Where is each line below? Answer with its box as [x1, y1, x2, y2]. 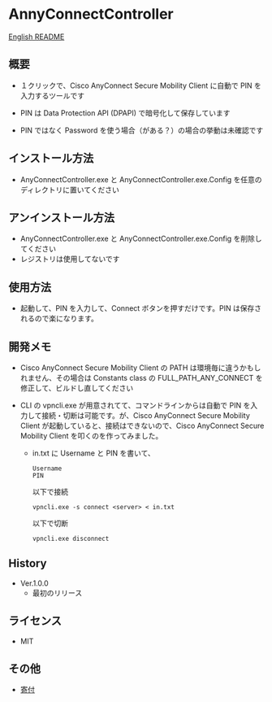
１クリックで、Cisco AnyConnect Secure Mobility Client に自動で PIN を [19, 81, 262, 90]
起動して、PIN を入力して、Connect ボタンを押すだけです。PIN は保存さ [19, 303, 262, 313]
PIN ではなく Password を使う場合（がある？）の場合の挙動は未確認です [19, 125, 264, 135]
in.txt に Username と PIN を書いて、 [32, 448, 156, 458]
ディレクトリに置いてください [19, 185, 119, 194]
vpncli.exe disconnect [32, 534, 110, 543]
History [8, 556, 47, 570]
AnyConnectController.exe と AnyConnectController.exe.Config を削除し [19, 233, 262, 244]
